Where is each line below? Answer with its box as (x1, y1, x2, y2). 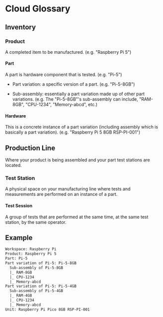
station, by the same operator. (5, 219, 67, 225)
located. (5, 162, 22, 168)
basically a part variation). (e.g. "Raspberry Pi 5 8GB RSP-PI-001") (5, 129, 141, 135)
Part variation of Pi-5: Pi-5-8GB (5, 261, 77, 266)
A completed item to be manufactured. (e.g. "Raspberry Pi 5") (5, 49, 132, 55)
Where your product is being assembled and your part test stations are (5, 157, 150, 163)
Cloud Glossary (5, 3, 71, 14)
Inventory (5, 23, 36, 31)
